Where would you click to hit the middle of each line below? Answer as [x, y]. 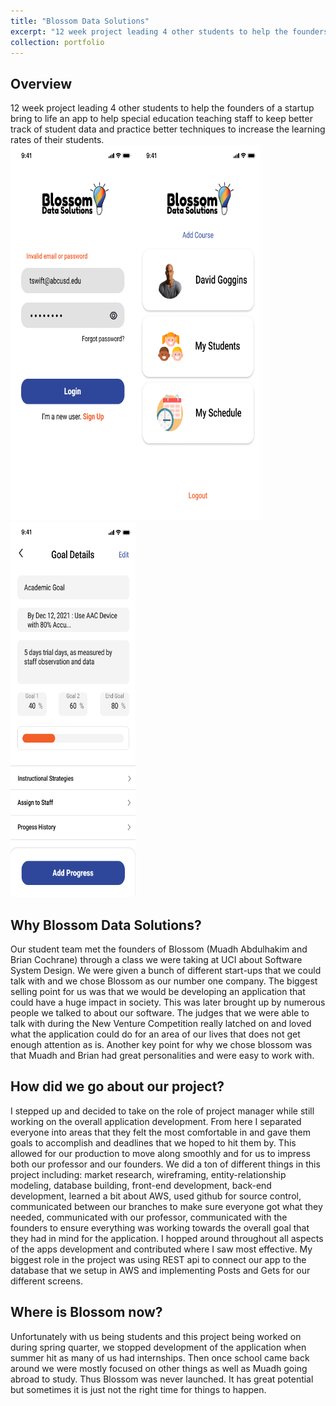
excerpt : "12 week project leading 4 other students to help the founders [169, 31]
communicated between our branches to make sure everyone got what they [166, 1206]
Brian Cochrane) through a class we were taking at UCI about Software [156, 959]
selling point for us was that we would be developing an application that [158, 991]
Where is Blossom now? [86, 1312]
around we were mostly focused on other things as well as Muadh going [159, 1368]
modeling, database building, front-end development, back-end [141, 1185]
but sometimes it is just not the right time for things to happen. [138, 1389]
